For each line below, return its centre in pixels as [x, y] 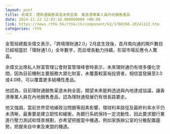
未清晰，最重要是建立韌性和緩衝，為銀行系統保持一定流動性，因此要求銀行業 [85, 114]
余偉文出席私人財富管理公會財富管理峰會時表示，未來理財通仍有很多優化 [80, 67]
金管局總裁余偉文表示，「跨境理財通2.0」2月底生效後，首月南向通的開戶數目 [84, 44]
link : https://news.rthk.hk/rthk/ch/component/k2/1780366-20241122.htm [82, 24]
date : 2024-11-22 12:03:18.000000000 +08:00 [53, 19]
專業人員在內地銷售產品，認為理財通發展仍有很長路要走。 [69, 97]
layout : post [19, 10]
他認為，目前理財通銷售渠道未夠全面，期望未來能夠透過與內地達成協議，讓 [83, 91]
